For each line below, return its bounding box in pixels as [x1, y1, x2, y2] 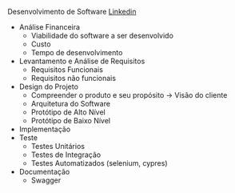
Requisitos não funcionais [30, 74, 117, 82]
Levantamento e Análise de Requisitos [18, 56, 145, 66]
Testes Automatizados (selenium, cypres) [30, 159, 169, 167]
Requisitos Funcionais [30, 65, 103, 74]
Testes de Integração [30, 150, 102, 159]
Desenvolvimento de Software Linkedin [7, 7, 137, 16]
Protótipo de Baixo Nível [30, 116, 111, 125]
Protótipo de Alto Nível [30, 107, 106, 117]
